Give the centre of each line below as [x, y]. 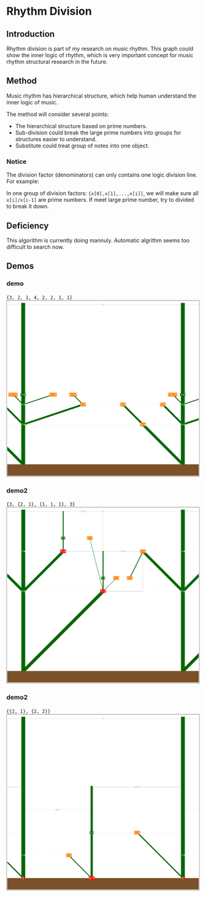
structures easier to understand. [56, 139]
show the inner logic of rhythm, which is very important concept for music [100, 55]
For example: [23, 182]
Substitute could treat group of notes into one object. [82, 145]
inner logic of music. [32, 102]
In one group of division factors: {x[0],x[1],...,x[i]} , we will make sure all [103, 193]
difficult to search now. [35, 247]
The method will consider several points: [58, 114]
